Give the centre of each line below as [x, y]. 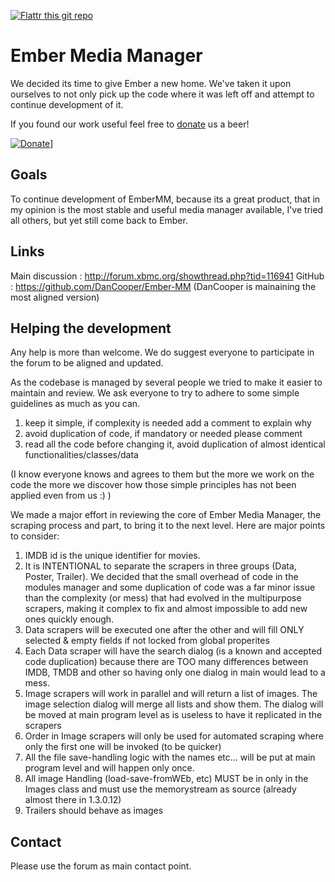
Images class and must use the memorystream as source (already [160, 789]
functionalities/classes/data [81, 455]
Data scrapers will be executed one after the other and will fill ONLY [164, 630]
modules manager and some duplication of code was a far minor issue [170, 587]
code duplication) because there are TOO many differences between [166, 662]
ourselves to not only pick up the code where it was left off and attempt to [162, 94]
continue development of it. [67, 104]
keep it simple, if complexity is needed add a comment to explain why [168, 423]
